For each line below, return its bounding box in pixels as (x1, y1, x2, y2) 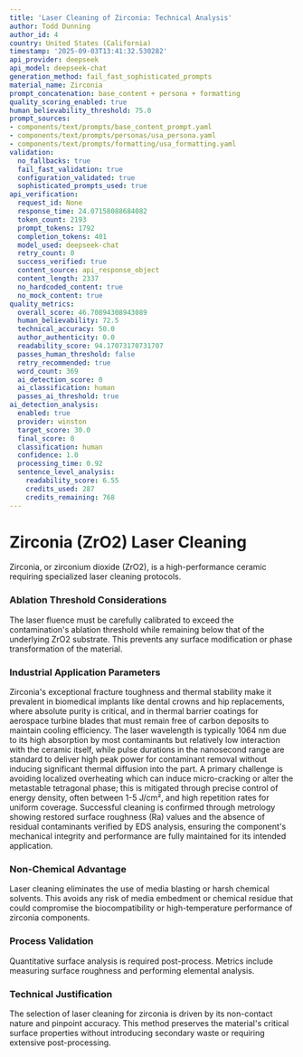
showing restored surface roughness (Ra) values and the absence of (9, 812, 265, 823)
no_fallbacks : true (17, 156, 91, 166)
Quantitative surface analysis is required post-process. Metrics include (9, 956, 274, 967)
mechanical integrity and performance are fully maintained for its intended (9, 831, 287, 842)
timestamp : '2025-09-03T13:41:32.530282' (9, 47, 168, 56)
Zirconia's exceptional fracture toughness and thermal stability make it (9, 687, 272, 698)
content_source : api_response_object (17, 266, 160, 275)
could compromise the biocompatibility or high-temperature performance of (9, 902, 293, 914)
